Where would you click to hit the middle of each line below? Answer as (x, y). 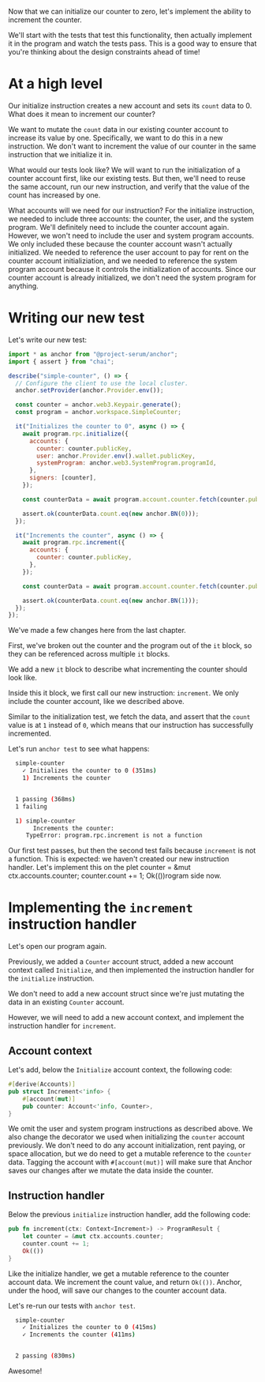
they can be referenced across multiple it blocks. (89, 654)
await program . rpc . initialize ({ (75, 434)
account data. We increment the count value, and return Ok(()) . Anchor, (125, 1282)
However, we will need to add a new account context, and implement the (126, 1018)
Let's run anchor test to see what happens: (79, 749)
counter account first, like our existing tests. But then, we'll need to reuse (127, 178)
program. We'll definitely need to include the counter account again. (119, 227)
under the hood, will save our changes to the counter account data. (118, 1290)
